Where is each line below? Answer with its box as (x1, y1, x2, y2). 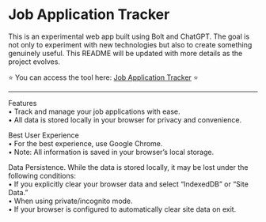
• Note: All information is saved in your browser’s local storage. (8, 147, 215, 156)
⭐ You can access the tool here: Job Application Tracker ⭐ (8, 73, 199, 82)
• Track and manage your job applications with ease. (8, 107, 180, 116)
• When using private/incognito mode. (8, 196, 133, 205)
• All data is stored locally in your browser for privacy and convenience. (8, 115, 242, 124)
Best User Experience (8, 130, 79, 140)
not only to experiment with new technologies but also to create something (8, 40, 253, 49)
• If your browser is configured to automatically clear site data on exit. (8, 204, 237, 214)
